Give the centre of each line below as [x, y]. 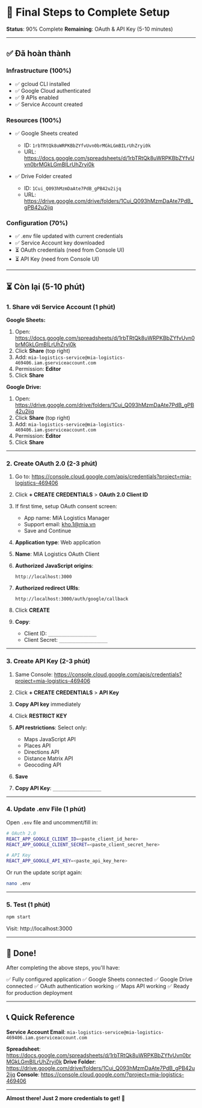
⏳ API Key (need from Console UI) [57, 259]
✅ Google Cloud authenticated [53, 90]
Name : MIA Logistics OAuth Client [57, 554]
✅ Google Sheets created [46, 133]
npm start [19, 917]
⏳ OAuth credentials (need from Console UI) [70, 250]
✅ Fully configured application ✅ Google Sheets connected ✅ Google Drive [99, 979]
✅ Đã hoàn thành [38, 54]
